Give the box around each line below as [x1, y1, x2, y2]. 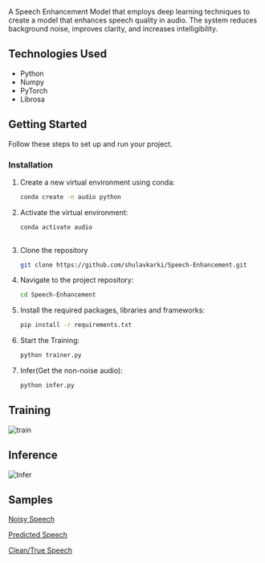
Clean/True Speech [8, 545, 73, 555]
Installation [8, 159, 54, 170]
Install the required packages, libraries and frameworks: [19, 305, 205, 315]
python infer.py [19, 382, 75, 390]
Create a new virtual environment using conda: [19, 177, 175, 187]
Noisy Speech [8, 515, 55, 524]
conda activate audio [19, 223, 92, 231]
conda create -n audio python [19, 192, 122, 201]
